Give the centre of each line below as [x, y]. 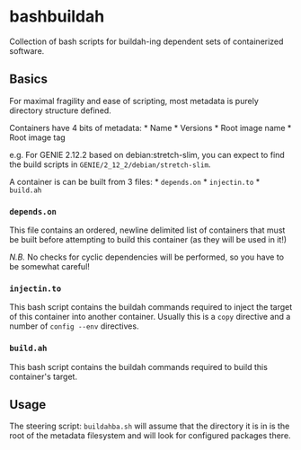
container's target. [44, 376]
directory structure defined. [61, 110]
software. [27, 50]
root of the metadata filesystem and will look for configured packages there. [150, 436]
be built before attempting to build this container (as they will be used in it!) [148, 240]
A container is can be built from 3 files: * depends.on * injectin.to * [135, 181]
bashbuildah [57, 17]
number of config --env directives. [74, 326]
